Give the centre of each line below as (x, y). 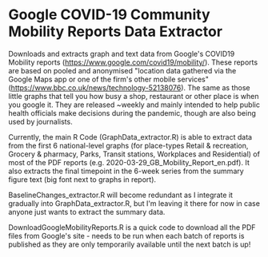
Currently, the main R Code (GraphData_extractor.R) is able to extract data (130, 136)
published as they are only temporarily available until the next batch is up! (130, 244)
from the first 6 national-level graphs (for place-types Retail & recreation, (128, 145)
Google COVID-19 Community (109, 15)
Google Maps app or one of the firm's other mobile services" (109, 79)
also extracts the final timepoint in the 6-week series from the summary (126, 171)
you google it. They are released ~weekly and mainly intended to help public (134, 105)
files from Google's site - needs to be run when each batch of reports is (126, 235)
